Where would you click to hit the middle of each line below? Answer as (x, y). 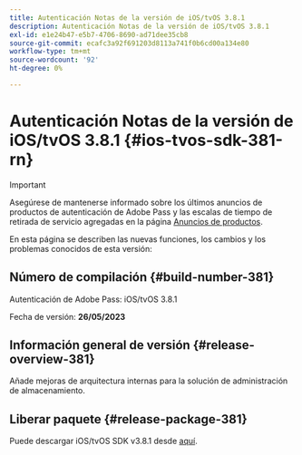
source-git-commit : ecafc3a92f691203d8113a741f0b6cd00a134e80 (129, 43)
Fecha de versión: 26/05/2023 (68, 316)
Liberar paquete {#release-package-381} (128, 419)
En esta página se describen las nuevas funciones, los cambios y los (137, 239)
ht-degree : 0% (36, 69)
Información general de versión (100, 345)
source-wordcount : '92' (54, 60)
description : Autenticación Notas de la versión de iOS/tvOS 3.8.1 (140, 26)
